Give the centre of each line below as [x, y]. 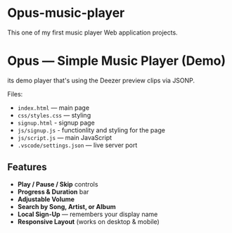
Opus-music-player [66, 13]
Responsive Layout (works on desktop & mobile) [88, 221]
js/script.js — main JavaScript [65, 137]
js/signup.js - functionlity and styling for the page [91, 130]
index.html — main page [53, 108]
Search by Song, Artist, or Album [66, 206]
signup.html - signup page [56, 122]
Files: [15, 94]
